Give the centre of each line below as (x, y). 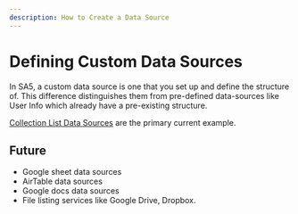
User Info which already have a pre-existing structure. (108, 105)
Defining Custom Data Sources (126, 61)
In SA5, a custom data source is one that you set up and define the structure (149, 86)
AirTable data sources (62, 181)
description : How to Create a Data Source (89, 17)
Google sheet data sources (72, 172)
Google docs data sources (70, 191)
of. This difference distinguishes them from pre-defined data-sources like (144, 95)
